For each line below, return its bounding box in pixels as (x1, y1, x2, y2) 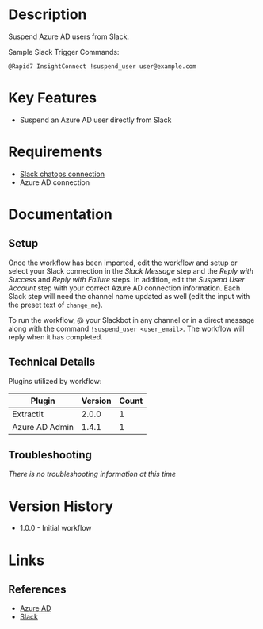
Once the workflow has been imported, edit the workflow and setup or (8, 258, 238, 267)
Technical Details (8, 355, 96, 369)
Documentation (8, 205, 113, 223)
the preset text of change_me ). (8, 300, 103, 309)
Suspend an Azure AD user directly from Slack (19, 115, 172, 125)
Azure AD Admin (12, 421, 74, 432)
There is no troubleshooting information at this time (8, 470, 177, 479)
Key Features (8, 89, 97, 107)
